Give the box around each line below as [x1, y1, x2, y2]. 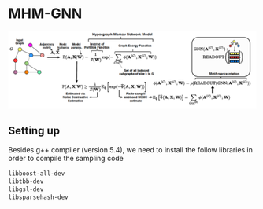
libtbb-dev [8, 178, 44, 185]
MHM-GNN [8, 5, 83, 23]
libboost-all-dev [8, 170, 65, 178]
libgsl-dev [8, 185, 44, 193]
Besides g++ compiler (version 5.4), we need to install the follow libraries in [8, 145, 254, 154]
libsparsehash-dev [8, 193, 69, 201]
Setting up [8, 124, 61, 137]
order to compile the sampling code [8, 153, 124, 163]
